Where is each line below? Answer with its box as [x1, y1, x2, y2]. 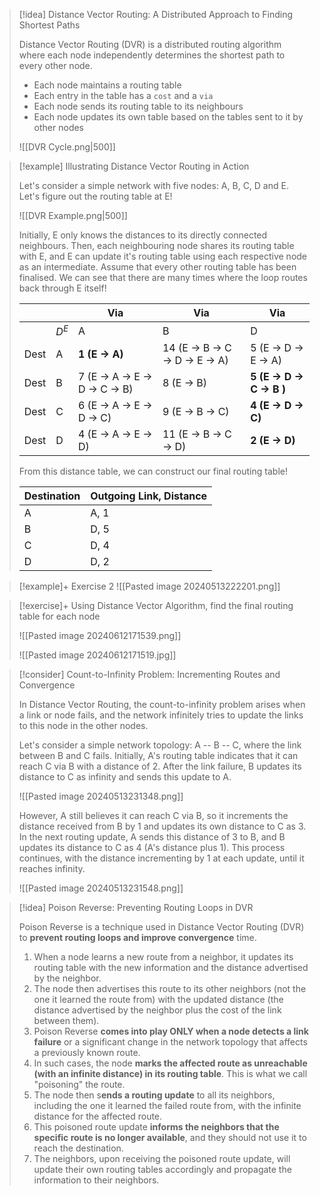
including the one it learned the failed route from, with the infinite [33, 1100, 302, 1112]
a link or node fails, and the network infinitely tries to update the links [18, 709, 304, 721]
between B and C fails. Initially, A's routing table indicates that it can [18, 750, 299, 762]
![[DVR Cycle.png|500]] [18, 141, 116, 153]
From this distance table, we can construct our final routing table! [18, 465, 288, 478]
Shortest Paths [18, 19, 81, 31]
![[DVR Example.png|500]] [18, 210, 128, 221]
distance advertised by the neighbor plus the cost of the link [33, 1004, 282, 1016]
